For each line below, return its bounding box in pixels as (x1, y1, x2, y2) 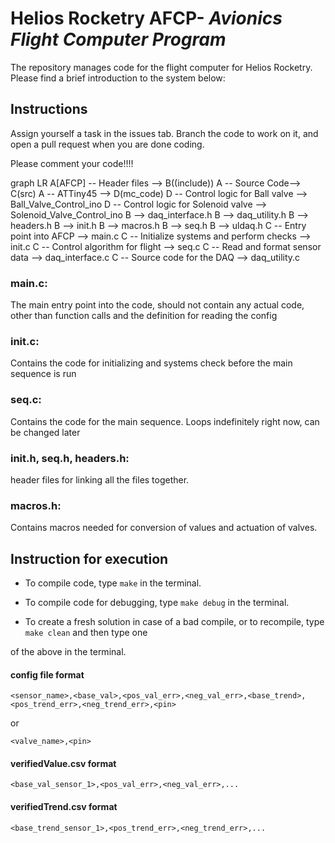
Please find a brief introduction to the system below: (10, 72, 226, 84)
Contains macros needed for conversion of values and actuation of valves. (10, 522, 318, 534)
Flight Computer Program (10, 28, 227, 51)
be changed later (10, 426, 81, 438)
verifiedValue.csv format (10, 757, 117, 769)
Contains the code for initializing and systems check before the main (10, 357, 293, 369)
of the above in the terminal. (10, 646, 127, 658)
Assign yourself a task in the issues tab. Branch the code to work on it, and (10, 127, 319, 139)
